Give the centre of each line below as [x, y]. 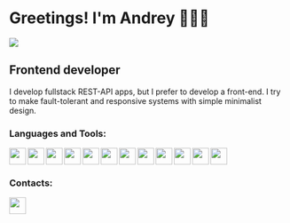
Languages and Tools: [58, 133]
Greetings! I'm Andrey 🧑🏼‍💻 [110, 18]
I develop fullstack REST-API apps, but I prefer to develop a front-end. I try [145, 92]
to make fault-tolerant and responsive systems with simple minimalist [135, 100]
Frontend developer [65, 70]
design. [23, 110]
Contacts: [31, 183]
